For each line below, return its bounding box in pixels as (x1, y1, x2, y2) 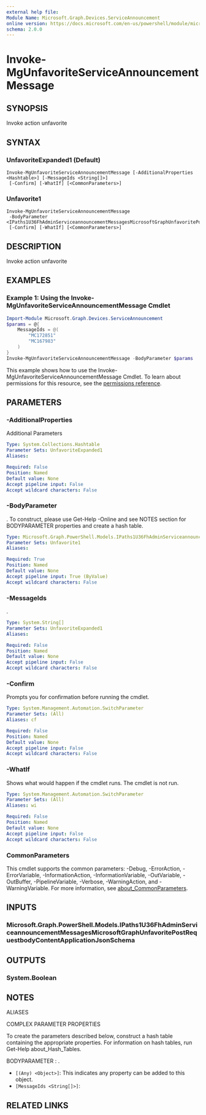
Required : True (6, 557, 45, 563)
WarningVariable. (6, 884, 50, 891)
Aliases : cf (6, 717, 37, 723)
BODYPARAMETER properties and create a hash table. (6, 522, 143, 529)
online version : (6, 20, 48, 26)
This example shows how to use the (6, 366, 97, 374)
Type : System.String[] (6, 620, 64, 626)
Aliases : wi (6, 802, 37, 808)
